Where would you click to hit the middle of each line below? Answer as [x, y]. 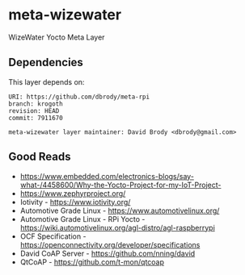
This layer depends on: [46, 81]
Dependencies [46, 62]
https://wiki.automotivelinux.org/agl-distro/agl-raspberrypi [118, 227]
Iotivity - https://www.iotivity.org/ [75, 202]
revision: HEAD [34, 110]
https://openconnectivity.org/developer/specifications [110, 244]
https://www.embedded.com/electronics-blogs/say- [107, 176]
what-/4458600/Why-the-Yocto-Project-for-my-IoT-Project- [120, 185]
